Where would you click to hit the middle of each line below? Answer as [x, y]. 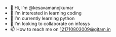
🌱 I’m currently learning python [42, 18]
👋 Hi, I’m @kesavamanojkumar [42, 8]
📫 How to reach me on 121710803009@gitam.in [60, 29]
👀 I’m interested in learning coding [46, 13]
